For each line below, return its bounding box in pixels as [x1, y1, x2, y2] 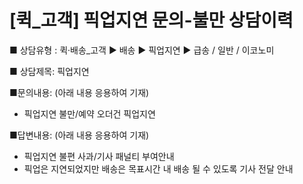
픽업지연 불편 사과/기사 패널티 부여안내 [23, 150, 175, 162]
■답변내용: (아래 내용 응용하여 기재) [9, 129, 150, 141]
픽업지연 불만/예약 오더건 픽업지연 [23, 107, 156, 120]
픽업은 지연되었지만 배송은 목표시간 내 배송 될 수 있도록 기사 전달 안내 [23, 162, 294, 175]
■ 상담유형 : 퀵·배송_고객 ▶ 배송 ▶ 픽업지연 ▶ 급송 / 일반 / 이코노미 [9, 44, 275, 56]
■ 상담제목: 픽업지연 [9, 65, 90, 77]
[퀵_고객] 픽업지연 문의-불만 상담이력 [9, 9, 294, 32]
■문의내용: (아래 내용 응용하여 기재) [9, 86, 150, 98]
